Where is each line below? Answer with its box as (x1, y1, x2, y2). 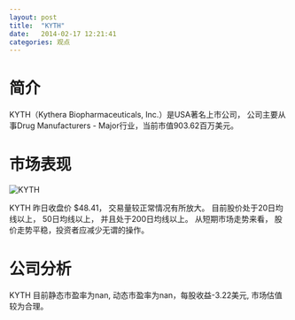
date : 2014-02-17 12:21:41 (9, 29, 117, 38)
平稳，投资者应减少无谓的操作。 (32, 225, 149, 235)
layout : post (9, 12, 58, 22)
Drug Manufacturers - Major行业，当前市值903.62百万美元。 (16, 120, 239, 131)
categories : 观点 (9, 37, 71, 47)
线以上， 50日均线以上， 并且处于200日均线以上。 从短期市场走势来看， (9, 214, 273, 225)
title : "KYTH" (9, 21, 66, 30)
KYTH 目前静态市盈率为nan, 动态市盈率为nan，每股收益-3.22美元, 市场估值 (9, 290, 283, 301)
